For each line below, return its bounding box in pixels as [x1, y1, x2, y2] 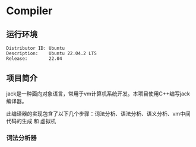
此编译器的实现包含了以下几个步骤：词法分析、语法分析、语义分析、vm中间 [6, 110, 191, 117]
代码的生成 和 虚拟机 [6, 117, 56, 124]
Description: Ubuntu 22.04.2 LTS [6, 50, 97, 56]
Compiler [6, 4, 53, 18]
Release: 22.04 [6, 56, 62, 62]
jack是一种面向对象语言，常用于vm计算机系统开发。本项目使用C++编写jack [6, 90, 190, 97]
